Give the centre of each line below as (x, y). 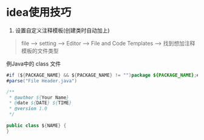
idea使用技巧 (39, 12)
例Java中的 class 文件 (34, 64)
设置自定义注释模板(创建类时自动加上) (63, 30)
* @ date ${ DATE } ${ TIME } (40, 103)
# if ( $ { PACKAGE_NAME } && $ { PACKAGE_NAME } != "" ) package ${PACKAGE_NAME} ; (102, 75)
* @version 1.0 (28, 109)
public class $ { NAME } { (36, 125)
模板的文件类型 (40, 51)
